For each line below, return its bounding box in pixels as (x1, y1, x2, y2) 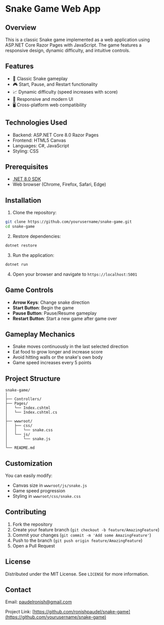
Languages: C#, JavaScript (12, 142, 69, 148)
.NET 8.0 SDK (12, 176, 41, 182)
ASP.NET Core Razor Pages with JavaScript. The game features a (5, 42, 142, 48)
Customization (5, 459, 53, 467)
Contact (5, 585, 31, 594)
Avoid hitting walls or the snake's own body (12, 354, 103, 360)
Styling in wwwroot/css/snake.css (12, 493, 81, 499)
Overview (5, 23, 37, 32)
